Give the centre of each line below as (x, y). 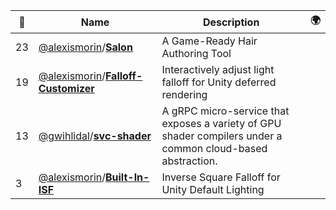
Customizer (66, 88)
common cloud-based (214, 148)
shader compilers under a (222, 136)
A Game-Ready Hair (209, 41)
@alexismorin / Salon (85, 47)
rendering (184, 94)
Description (231, 22)
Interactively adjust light (218, 69)
